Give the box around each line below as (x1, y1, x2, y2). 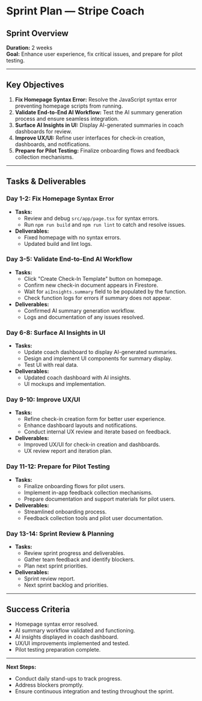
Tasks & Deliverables (6, 176, 86, 187)
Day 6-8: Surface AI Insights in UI (6, 328, 106, 337)
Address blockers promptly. (14, 681, 84, 688)
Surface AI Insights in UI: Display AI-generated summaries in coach (14, 121, 184, 129)
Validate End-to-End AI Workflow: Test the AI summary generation (14, 108, 182, 115)
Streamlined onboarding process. (23, 508, 107, 515)
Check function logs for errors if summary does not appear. (23, 294, 172, 301)
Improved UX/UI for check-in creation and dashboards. (23, 441, 161, 448)
